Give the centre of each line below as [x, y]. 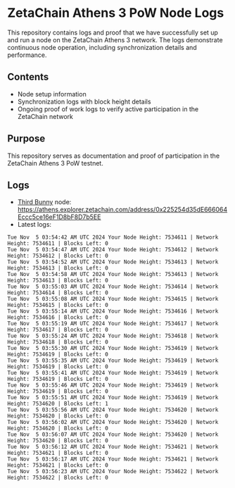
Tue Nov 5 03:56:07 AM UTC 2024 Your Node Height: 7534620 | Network [113, 434]
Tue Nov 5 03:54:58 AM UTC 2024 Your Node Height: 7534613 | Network [113, 275]
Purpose [26, 139]
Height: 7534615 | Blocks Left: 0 [58, 305]
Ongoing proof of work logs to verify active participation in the [108, 109]
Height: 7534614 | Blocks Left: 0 [58, 293]
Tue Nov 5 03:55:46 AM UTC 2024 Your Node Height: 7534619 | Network [113, 385]
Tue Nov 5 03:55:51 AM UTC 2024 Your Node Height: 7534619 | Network [113, 398]
